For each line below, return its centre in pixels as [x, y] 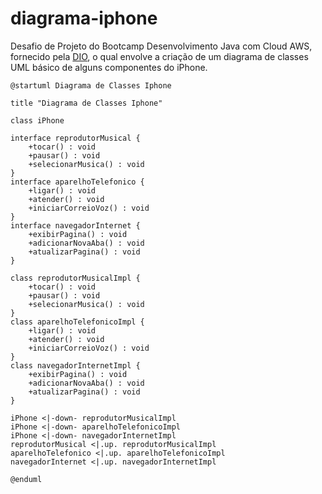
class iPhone [37, 120]
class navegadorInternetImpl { [75, 365]
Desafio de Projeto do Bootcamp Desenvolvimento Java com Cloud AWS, [161, 46]
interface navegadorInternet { [75, 225]
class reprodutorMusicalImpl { [75, 278]
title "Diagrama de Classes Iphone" [86, 103]
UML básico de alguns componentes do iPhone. [109, 67]
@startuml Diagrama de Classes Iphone [91, 85]
